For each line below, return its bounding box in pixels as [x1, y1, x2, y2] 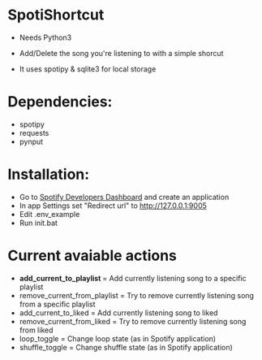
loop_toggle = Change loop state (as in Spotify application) [19, 333, 217, 343]
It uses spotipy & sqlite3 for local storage [19, 63, 157, 74]
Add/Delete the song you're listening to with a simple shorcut [19, 48, 224, 58]
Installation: [7, 165, 90, 184]
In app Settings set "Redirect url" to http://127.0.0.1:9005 [19, 201, 208, 210]
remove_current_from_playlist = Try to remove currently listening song [19, 290, 255, 300]
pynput [19, 137, 44, 146]
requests [19, 128, 49, 137]
